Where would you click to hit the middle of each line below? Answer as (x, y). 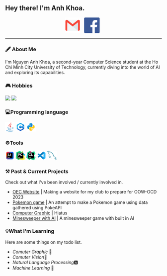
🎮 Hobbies (19, 86)
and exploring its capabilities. (35, 73)
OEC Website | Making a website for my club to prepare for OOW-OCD (84, 192)
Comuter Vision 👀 (30, 257)
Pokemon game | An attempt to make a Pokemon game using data (80, 202)
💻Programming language (37, 112)
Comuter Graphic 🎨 (32, 252)
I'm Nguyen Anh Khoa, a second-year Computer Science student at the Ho (82, 62)
